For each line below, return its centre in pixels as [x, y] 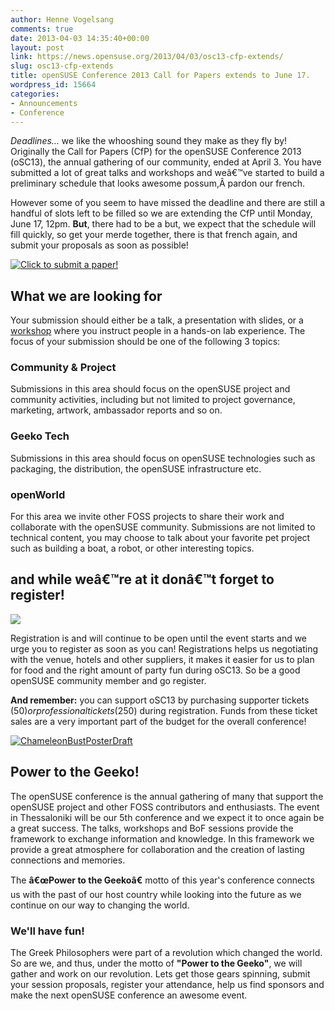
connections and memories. [68, 860]
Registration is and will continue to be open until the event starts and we [159, 638]
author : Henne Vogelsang [62, 19]
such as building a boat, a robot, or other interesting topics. [132, 548]
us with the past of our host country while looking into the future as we [156, 894]
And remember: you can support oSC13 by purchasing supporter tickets [160, 700]
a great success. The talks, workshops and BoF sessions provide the [152, 828]
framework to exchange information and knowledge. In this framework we [162, 838]
